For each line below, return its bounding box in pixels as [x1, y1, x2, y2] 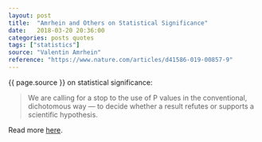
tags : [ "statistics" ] [8, 41, 80, 49]
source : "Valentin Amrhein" [8, 48, 102, 56]
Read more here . [8, 125, 63, 135]
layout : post [8, 11, 52, 20]
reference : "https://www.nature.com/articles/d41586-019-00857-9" [8, 56, 233, 64]
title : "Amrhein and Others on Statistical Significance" [8, 19, 209, 27]
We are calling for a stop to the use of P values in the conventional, [27, 93, 248, 102]
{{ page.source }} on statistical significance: [8, 77, 153, 87]
